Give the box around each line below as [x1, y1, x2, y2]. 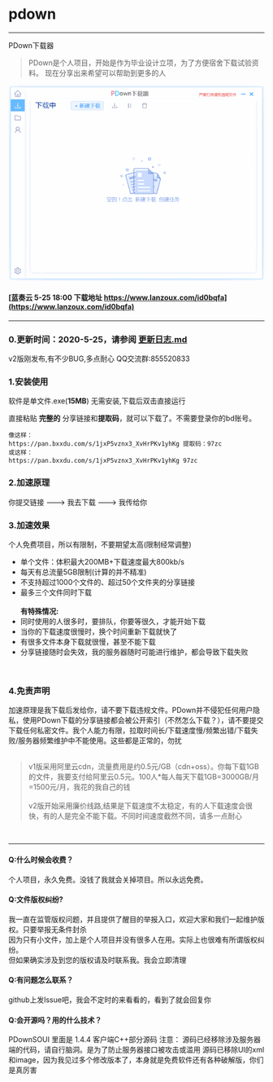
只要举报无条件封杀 [22, 924, 87, 934]
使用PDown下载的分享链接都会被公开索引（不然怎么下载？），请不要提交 [22, 715, 264, 725]
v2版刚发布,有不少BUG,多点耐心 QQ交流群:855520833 [8, 354, 190, 363]
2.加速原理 [8, 477, 50, 489]
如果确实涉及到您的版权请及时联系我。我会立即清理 [15, 955, 187, 965]
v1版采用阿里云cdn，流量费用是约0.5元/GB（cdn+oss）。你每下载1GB [28, 762, 260, 772]
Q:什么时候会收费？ [8, 855, 74, 864]
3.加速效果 [8, 519, 50, 530]
